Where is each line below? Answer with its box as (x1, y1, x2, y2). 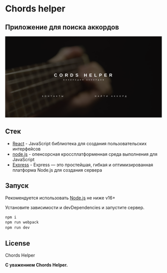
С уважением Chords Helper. (5, 262, 68, 268)
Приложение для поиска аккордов (5, 23, 119, 31)
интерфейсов (12, 146, 41, 152)
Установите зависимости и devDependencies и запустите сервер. (5, 204, 145, 210)
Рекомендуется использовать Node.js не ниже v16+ (5, 195, 116, 201)
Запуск (5, 182, 29, 190)
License (5, 239, 30, 248)
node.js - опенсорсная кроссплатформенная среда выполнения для (12, 151, 158, 157)
